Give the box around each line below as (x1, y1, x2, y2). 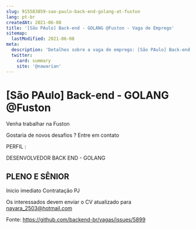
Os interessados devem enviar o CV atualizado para (6, 198, 132, 206)
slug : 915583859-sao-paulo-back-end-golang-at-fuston (6, 8, 141, 15)
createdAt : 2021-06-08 (6, 19, 62, 25)
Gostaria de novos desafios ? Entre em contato (6, 132, 119, 139)
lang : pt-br (6, 14, 35, 20)
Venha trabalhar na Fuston (6, 120, 70, 127)
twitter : (11, 52, 33, 58)
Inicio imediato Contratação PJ (6, 187, 80, 194)
